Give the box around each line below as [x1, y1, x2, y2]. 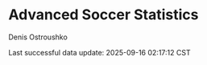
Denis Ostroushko [8, 32, 68, 42]
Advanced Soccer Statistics [8, 6, 199, 24]
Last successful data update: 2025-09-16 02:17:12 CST [8, 47, 191, 57]
